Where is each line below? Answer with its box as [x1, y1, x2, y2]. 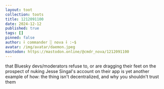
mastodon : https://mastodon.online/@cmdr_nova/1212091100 [5, 49, 129, 54]
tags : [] [5, 30, 24, 35]
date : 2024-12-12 [5, 21, 42, 26]
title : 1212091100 [5, 16, 44, 21]
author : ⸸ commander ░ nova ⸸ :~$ [5, 40, 76, 45]
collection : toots [5, 12, 44, 17]
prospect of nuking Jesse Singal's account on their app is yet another [5, 68, 149, 74]
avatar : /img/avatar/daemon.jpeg [5, 44, 75, 49]
